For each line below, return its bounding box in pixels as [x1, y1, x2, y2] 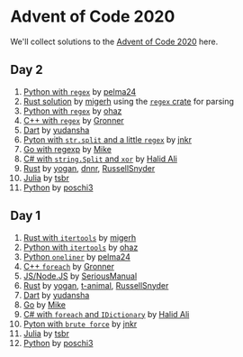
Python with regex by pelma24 [22, 86, 137, 96]
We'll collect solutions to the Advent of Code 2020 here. [10, 36, 219, 47]
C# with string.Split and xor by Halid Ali [22, 153, 178, 164]
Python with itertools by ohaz [22, 242, 139, 252]
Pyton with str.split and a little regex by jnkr [22, 133, 193, 145]
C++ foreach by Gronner [22, 261, 115, 271]
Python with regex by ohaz [22, 105, 122, 116]
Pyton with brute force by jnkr [22, 318, 138, 329]
